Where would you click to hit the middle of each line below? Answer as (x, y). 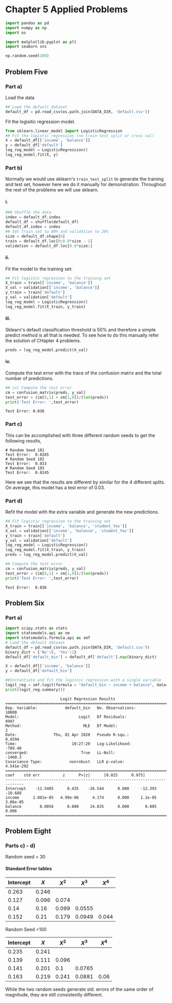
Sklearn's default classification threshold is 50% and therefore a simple (81, 329)
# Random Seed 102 (25, 459)
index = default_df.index (33, 217)
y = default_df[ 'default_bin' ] (39, 671)
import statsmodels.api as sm (38, 633)
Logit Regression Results (88, 699)
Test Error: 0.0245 (27, 472)
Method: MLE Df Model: (61, 726)
